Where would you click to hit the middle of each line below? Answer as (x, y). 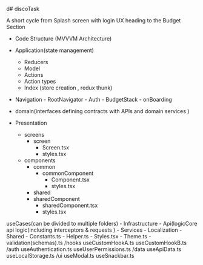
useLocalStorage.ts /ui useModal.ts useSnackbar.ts (70, 256)
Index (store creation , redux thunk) (68, 88)
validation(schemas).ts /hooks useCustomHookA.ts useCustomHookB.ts (96, 243)
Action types (40, 81)
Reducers (36, 62)
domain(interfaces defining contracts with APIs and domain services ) (102, 111)
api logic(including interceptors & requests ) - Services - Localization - (94, 230)
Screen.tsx (56, 147)
